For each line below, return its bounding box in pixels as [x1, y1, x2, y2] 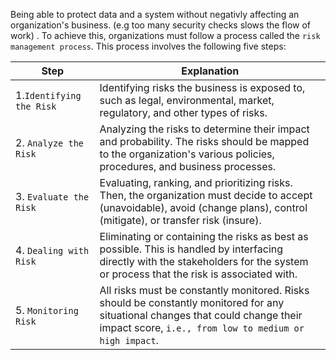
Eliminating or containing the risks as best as [99, 230, 309, 243]
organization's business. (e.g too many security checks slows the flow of [10, 19, 312, 31]
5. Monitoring [15, 304, 79, 317]
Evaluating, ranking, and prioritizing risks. [99, 176, 293, 189]
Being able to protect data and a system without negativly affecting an [10, 9, 300, 20]
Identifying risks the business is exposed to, [99, 81, 306, 94]
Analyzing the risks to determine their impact [99, 122, 310, 136]
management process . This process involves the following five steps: [10, 40, 287, 52]
